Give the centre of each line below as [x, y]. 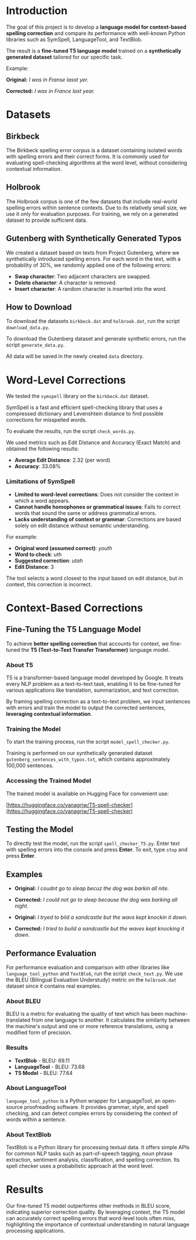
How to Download [39, 307]
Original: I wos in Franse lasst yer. [47, 80]
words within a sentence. [36, 1119]
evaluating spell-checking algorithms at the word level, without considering [97, 163]
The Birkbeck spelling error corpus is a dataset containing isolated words [94, 150]
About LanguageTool [36, 1088]
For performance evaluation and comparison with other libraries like [88, 967]
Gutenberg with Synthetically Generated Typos [94, 238]
